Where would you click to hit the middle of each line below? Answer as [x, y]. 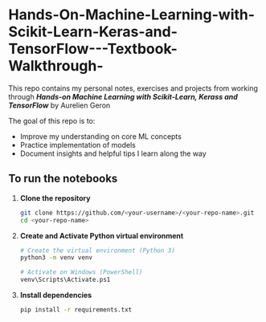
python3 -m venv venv [56, 258]
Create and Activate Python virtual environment [102, 235]
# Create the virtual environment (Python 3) [97, 251]
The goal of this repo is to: [52, 120]
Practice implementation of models [78, 145]
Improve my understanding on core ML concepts [101, 136]
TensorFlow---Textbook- [93, 49]
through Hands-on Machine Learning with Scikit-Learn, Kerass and [123, 96]
